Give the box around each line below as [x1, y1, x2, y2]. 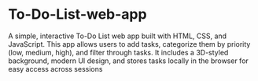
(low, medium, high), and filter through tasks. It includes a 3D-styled [8, 48, 229, 57]
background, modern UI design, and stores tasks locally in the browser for [8, 56, 249, 65]
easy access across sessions [8, 64, 103, 73]
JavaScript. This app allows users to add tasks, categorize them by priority [8, 39, 251, 48]
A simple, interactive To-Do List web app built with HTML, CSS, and [8, 31, 227, 40]
